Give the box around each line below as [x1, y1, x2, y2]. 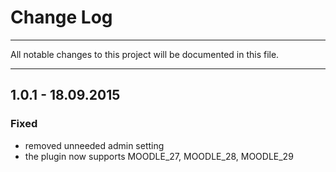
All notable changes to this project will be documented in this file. [10, 48, 280, 60]
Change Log [10, 6, 113, 29]
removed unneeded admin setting [24, 139, 165, 151]
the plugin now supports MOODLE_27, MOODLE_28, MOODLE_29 [24, 150, 294, 162]
